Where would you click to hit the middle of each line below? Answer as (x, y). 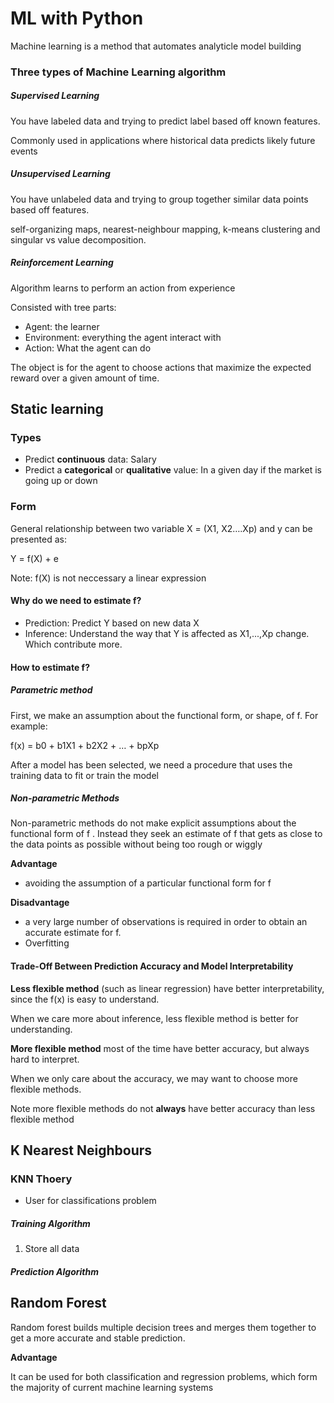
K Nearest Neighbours (81, 1150)
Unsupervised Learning (60, 174)
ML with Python (77, 18)
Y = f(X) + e (34, 558)
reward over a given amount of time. (85, 378)
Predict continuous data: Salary (90, 459)
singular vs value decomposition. (78, 239)
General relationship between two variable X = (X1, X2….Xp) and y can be (161, 528)
